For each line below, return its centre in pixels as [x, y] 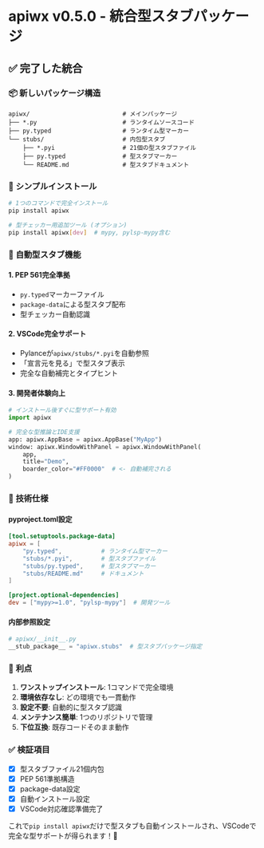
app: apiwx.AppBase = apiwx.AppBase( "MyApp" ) [85, 440]
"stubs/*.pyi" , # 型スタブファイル [89, 558]
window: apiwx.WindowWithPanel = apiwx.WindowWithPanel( [105, 447]
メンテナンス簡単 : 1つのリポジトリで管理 [86, 717]
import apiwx [30, 418]
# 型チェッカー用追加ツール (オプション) [68, 225]
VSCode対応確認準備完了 [61, 809]
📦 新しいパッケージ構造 [55, 93]
